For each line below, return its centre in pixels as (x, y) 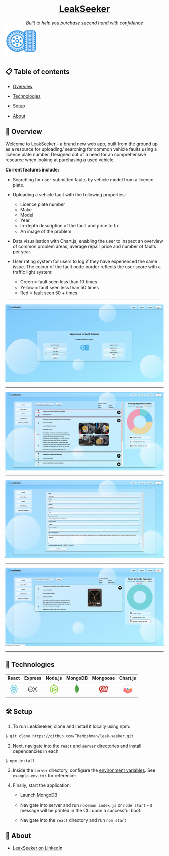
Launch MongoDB (39, 795)
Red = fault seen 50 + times (49, 293)
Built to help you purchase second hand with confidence (84, 23)
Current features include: (32, 169)
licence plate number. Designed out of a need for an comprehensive (76, 154)
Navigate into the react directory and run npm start (73, 820)
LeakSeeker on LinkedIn (37, 848)
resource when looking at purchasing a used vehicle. (60, 160)
